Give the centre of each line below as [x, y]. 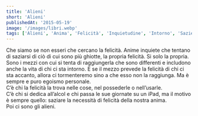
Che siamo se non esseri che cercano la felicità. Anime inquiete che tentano [98, 50]
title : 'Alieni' [26, 11]
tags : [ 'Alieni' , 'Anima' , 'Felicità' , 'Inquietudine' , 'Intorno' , [91, 34]
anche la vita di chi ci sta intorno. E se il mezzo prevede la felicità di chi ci [95, 69]
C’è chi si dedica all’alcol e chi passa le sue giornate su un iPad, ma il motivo [99, 94]
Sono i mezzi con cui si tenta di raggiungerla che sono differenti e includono [98, 63]
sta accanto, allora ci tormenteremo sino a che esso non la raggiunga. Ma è [98, 75]
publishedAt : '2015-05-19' [39, 22]
